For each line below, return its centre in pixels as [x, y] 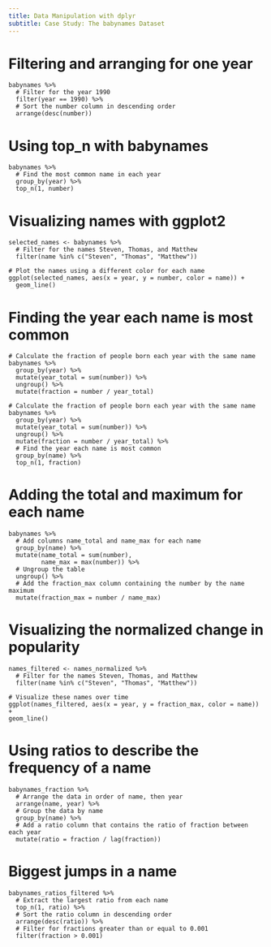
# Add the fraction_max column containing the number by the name [130, 584]
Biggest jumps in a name [92, 872]
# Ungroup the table [50, 569]
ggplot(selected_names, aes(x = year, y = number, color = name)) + [127, 278]
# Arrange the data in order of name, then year [99, 797]
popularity [44, 647]
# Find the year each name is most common [88, 449]
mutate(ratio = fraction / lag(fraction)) [88, 840]
